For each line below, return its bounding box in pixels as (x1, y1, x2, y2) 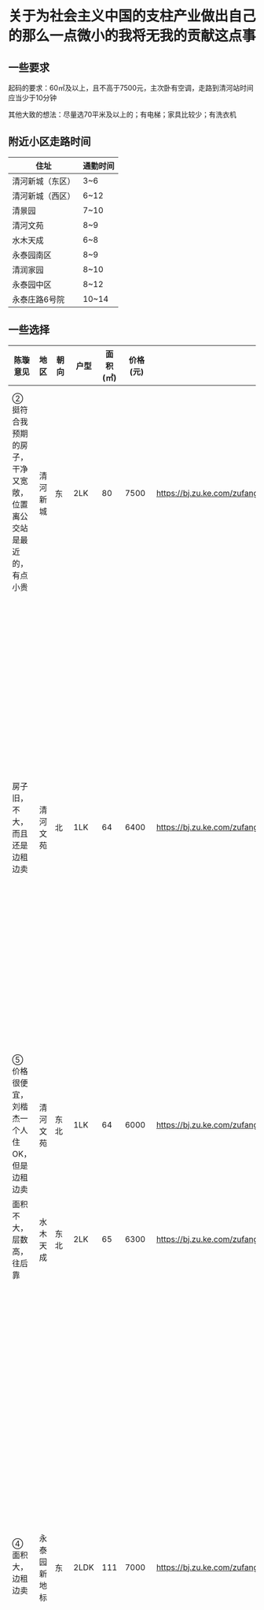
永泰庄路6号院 (12, 293, 65, 304)
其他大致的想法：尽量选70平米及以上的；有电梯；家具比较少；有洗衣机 (8, 110, 237, 119)
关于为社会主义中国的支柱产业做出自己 (8, 7, 257, 25)
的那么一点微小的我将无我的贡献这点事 (8, 27, 257, 45)
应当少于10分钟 (8, 93, 57, 102)
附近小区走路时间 (8, 135, 91, 148)
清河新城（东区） (12, 175, 76, 186)
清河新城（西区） (12, 190, 76, 201)
